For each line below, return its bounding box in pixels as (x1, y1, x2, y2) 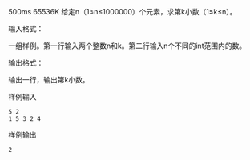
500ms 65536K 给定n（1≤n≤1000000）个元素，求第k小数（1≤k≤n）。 (8, 7, 237, 16)
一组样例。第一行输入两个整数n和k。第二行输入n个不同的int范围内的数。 (8, 41, 247, 50)
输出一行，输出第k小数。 (8, 75, 90, 84)
